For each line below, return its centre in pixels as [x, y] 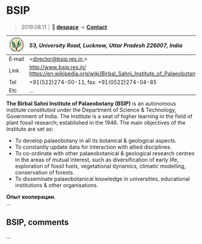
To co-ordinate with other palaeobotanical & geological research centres [105, 153]
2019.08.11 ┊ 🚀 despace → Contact [64, 27]
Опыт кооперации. [31, 197]
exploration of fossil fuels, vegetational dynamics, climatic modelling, [100, 166]
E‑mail [17, 59]
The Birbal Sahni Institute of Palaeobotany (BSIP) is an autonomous [91, 104]
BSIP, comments [38, 222]
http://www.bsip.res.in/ [58, 67]
